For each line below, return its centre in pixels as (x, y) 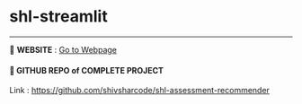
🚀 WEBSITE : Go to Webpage (63, 49)
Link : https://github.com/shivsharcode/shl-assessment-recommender (139, 91)
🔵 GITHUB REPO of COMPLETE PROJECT (87, 70)
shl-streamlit (58, 17)
